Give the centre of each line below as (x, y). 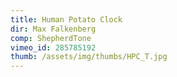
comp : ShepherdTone (51, 38)
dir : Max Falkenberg (53, 29)
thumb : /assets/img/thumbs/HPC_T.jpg (89, 57)
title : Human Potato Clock (66, 19)
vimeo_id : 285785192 (53, 47)
